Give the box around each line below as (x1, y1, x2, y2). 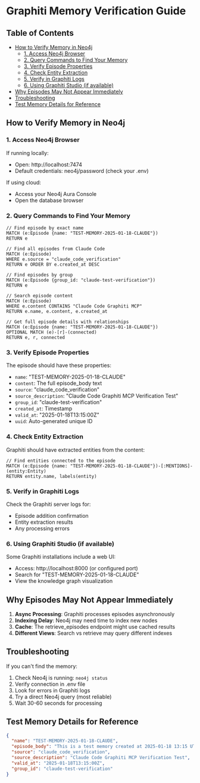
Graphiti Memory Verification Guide (6, 4, 186, 18)
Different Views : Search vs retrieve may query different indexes (14, 629, 173, 636)
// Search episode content (6, 293, 73, 299)
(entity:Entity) (6, 468, 46, 474)
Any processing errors (14, 524, 70, 532)
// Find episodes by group (6, 272, 73, 278)
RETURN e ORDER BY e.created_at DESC (6, 261, 100, 268)
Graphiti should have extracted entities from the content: (6, 446, 145, 453)
